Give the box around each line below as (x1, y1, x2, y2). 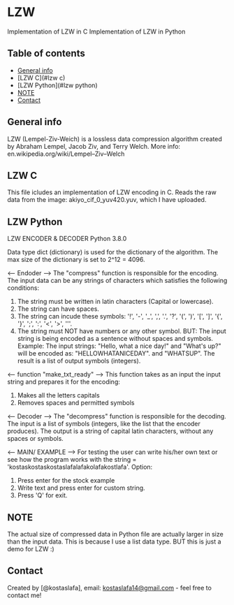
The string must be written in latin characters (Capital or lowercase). (17, 298, 214, 306)
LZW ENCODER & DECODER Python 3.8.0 (7, 235, 127, 243)
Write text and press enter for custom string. (17, 483, 145, 493)
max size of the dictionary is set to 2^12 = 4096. (7, 256, 145, 264)
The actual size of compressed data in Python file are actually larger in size (7, 530, 224, 538)
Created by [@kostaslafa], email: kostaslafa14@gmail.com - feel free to (7, 583, 212, 592)
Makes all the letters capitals (17, 391, 100, 400)
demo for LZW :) (7, 545, 54, 553)
